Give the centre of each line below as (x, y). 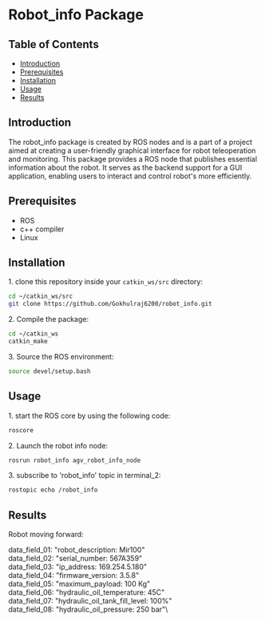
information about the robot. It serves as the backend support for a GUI (125, 167)
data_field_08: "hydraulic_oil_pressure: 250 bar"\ (88, 609)
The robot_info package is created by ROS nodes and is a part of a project (131, 142)
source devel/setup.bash (49, 371)
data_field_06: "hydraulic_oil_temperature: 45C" (87, 592)
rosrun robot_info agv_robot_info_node (75, 460)
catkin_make (28, 342)
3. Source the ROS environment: (61, 356)
